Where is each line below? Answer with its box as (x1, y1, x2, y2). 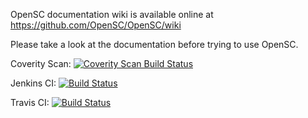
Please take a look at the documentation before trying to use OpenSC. (10, 39, 299, 50)
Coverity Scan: (10, 58, 72, 69)
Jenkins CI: (10, 77, 57, 89)
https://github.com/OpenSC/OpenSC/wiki (10, 19, 182, 31)
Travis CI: (10, 97, 50, 108)
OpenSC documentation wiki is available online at (10, 9, 214, 20)
